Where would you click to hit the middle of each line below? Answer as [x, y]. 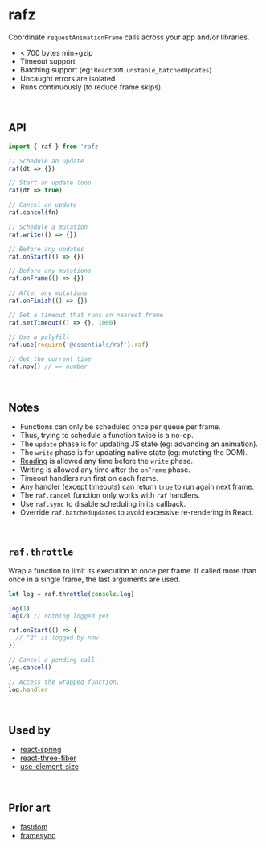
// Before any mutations [50, 271]
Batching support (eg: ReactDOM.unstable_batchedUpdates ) [116, 69]
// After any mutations [48, 293]
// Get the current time [50, 359]
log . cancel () [30, 667]
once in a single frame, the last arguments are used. [94, 579]
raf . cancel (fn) [34, 213]
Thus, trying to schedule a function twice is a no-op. [107, 435]
